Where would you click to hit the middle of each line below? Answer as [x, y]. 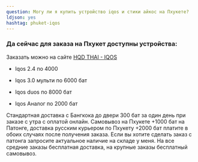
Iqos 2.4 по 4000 [36, 68]
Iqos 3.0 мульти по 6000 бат [51, 80]
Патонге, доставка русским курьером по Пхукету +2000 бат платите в [97, 128]
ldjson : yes [21, 17]
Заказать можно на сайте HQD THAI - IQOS [62, 57]
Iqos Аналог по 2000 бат [46, 103]
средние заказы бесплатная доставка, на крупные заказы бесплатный [97, 147]
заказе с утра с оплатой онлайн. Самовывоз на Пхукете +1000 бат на [95, 121]
